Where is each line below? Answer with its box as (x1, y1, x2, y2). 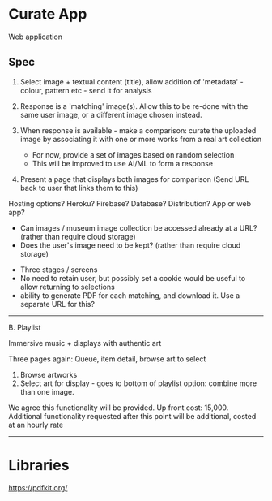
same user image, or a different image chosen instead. (19, 110, 202, 119)
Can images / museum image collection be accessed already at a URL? (19, 222, 257, 232)
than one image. (19, 387, 74, 396)
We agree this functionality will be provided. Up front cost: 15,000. (8, 403, 229, 412)
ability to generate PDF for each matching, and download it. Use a (19, 290, 240, 300)
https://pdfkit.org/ (8, 482, 68, 492)
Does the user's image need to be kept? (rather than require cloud (19, 240, 241, 250)
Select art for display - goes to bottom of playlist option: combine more (19, 378, 257, 388)
